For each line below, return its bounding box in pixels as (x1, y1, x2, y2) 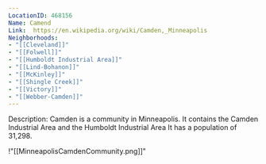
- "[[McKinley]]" (8, 71, 66, 78)
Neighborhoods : (8, 33, 59, 42)
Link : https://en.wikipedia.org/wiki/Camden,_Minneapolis (8, 26, 208, 34)
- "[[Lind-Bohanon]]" (8, 63, 80, 71)
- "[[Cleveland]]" (8, 41, 69, 49)
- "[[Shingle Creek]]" (8, 78, 83, 86)
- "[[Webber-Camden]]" (8, 93, 83, 101)
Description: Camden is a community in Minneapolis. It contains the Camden (8, 114, 259, 124)
